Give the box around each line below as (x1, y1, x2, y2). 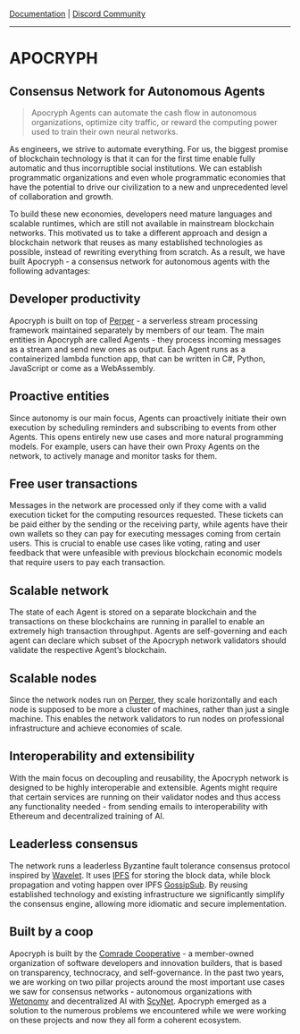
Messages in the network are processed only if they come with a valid (9, 500, 267, 511)
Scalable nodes (9, 671, 97, 686)
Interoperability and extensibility (9, 749, 195, 764)
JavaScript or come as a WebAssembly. (9, 362, 156, 373)
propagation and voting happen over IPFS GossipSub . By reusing (9, 879, 248, 890)
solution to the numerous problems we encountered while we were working (9, 1004, 287, 1015)
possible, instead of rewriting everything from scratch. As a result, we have (9, 247, 286, 257)
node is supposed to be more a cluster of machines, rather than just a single (9, 704, 290, 715)
